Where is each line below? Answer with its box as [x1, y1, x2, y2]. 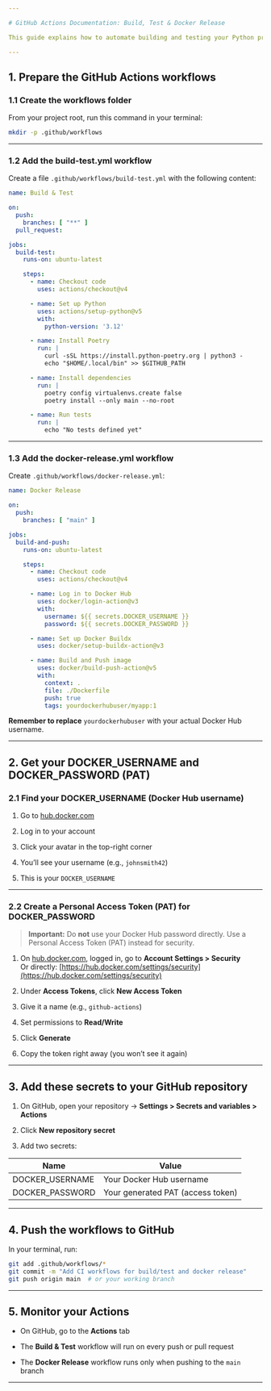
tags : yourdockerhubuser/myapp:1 [44, 701, 157, 710]
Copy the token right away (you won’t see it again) [19, 1049, 188, 1059]
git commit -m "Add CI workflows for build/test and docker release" [8, 1268, 248, 1276]
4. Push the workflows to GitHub [8, 1223, 175, 1237]
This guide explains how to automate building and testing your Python [8, 33, 254, 41]
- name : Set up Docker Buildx [29, 634, 131, 642]
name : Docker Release [8, 487, 81, 495]
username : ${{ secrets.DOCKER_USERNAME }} [44, 612, 190, 620]
